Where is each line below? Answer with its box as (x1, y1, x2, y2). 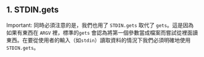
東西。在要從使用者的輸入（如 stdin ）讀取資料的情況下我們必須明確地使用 (6, 36, 191, 44)
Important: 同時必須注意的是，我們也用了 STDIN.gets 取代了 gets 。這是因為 (6, 21, 194, 29)
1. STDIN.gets (6, 5, 59, 15)
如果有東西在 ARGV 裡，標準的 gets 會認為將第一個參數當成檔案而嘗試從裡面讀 (6, 29, 199, 36)
